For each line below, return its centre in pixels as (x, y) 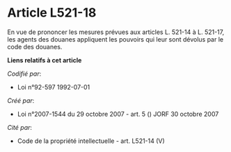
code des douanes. (35, 47)
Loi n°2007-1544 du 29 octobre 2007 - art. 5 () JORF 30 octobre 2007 (118, 114)
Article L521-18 (52, 13)
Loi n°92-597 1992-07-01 (54, 87)
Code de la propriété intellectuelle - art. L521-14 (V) (91, 141)
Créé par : (21, 100)
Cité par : (20, 127)
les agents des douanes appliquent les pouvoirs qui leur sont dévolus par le (115, 39)
